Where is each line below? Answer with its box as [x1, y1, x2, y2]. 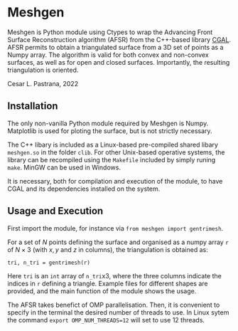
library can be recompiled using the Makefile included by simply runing [7, 155, 216, 164]
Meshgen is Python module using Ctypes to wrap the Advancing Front [7, 28, 213, 36]
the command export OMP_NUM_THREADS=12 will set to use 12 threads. [7, 315, 205, 324]
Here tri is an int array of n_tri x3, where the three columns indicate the [7, 271, 222, 280]
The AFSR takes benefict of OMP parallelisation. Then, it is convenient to [7, 300, 220, 309]
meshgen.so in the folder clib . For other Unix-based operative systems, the [7, 147, 225, 157]
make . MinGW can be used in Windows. [7, 163, 121, 172]
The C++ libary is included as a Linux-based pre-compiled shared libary [7, 140, 219, 149]
